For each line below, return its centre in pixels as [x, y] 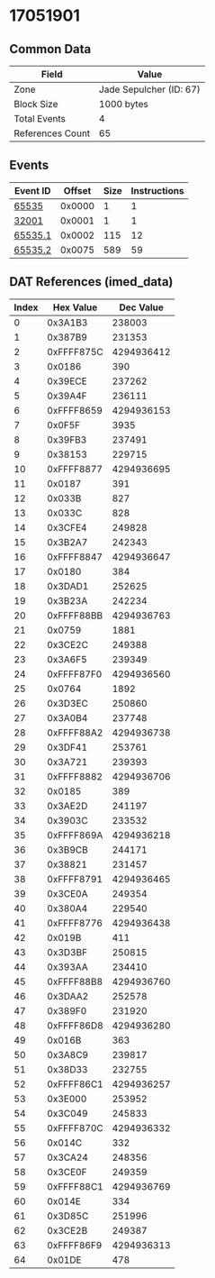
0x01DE [65, 1260]
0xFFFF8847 [75, 557]
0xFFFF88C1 [75, 1186]
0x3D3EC [67, 703]
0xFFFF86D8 [75, 1026]
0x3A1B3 [67, 323]
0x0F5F [64, 424]
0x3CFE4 [67, 527]
